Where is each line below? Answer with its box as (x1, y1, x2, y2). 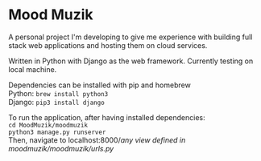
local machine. (8, 64, 57, 74)
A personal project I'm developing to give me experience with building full (8, 32, 253, 42)
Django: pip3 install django (8, 97, 105, 107)
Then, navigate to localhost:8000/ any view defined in (8, 135, 186, 145)
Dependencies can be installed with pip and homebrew (8, 80, 191, 90)
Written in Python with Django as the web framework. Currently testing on (8, 56, 254, 66)
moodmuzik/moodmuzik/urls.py (8, 143, 114, 153)
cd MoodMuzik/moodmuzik (8, 121, 89, 129)
